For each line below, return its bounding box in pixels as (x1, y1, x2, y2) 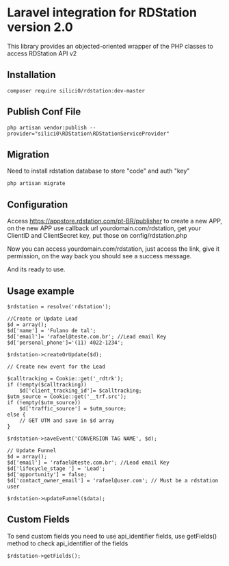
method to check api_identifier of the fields (7, 539, 129, 547)
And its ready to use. (7, 265, 66, 273)
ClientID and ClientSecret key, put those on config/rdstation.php (7, 232, 188, 240)
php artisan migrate (7, 180, 66, 187)
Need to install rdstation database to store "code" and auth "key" (7, 167, 190, 175)
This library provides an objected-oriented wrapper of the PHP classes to (7, 42, 213, 50)
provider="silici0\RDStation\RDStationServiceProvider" (7, 130, 170, 137)
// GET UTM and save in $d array (19, 417, 115, 424)
